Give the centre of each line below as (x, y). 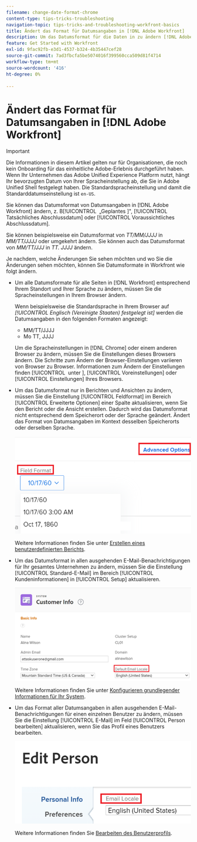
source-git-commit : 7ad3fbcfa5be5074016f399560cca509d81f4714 (84, 56)
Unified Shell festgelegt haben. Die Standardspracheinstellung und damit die (98, 188)
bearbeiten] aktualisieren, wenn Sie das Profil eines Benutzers (89, 726)
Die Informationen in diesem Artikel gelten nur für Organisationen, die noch (97, 163)
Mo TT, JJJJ (39, 336)
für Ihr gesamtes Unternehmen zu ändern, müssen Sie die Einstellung (98, 567)
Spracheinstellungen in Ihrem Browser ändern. (71, 295)
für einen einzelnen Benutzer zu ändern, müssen (124, 714)
